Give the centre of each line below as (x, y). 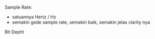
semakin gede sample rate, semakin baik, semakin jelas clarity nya (81, 22)
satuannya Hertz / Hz (34, 17)
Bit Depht (14, 32)
